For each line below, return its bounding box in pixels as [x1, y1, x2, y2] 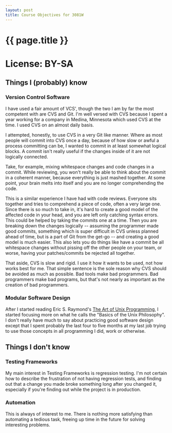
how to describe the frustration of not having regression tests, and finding [5, 375, 162, 382]
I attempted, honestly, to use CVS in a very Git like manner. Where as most [5, 131, 163, 138]
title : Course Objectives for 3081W [5, 12, 84, 17]
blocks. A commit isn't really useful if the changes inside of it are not [5, 148, 150, 154]
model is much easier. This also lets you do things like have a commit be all [5, 239, 164, 245]
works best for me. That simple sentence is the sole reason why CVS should [5, 265, 167, 271]
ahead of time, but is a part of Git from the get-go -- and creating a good [5, 233, 159, 239]
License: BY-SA [5, 58, 73, 69]
